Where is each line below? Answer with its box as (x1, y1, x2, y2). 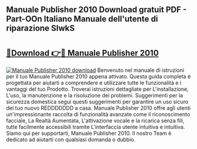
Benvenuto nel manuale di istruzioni (97, 66, 185, 74)
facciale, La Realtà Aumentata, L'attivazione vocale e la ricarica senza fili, (6, 117, 185, 124)
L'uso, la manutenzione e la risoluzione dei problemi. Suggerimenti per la (6, 92, 183, 99)
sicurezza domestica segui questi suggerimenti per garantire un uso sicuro (6, 98, 189, 105)
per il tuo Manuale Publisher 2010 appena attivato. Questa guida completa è (6, 73, 191, 80)
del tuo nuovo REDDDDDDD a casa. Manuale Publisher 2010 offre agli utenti (6, 104, 191, 112)
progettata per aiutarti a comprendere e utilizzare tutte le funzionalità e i (6, 80, 182, 86)
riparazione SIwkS (6, 23, 75, 33)
